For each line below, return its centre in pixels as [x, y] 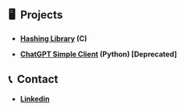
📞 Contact [33, 79]
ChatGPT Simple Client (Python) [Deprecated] [99, 54]
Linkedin [35, 99]
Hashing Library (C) [53, 38]
